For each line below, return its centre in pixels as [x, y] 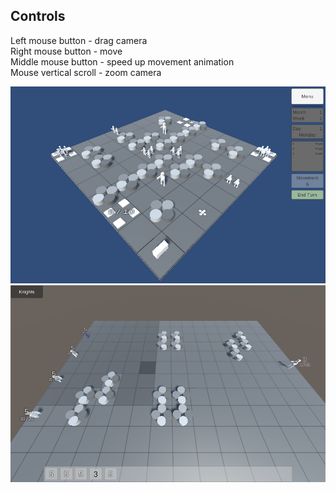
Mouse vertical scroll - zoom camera [86, 72]
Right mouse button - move [66, 51]
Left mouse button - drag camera [79, 40]
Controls [38, 16]
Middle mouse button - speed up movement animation [122, 61]
